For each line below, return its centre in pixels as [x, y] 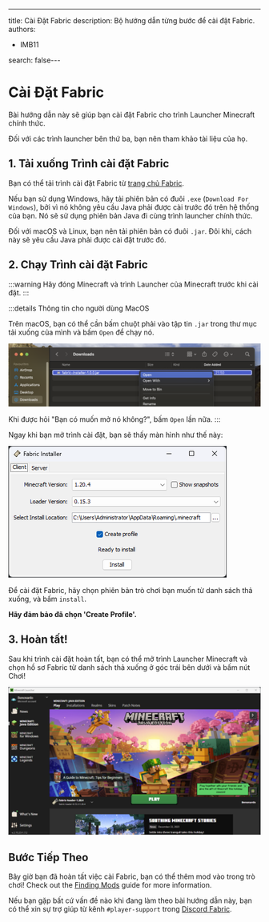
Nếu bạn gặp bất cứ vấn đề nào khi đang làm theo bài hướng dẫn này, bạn [130, 900]
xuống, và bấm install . [47, 599]
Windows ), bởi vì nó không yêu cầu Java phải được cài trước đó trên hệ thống [133, 207]
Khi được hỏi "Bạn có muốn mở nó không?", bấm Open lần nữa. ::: [114, 419]
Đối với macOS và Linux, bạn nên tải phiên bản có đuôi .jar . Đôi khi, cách [130, 231]
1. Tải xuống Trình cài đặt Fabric [89, 164]
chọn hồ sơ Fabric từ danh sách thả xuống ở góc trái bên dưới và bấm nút [129, 667]
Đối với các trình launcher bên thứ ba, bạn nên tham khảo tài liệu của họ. [128, 138]
